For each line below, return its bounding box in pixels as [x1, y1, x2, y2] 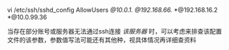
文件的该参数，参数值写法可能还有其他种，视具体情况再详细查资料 [7, 36, 196, 44]
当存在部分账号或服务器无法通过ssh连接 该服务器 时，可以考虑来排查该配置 [7, 27, 222, 35]
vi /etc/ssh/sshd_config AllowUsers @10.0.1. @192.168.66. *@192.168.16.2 [7, 6, 218, 14]
